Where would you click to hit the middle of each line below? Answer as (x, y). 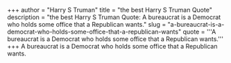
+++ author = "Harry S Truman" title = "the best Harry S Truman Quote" (110, 10)
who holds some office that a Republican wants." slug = (87, 24)
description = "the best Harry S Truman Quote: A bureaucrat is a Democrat (114, 17)
